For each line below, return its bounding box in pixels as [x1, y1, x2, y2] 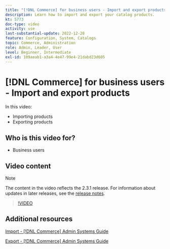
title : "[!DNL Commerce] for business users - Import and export [5, 7, 146, 13]
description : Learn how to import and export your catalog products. [5, 12, 155, 17]
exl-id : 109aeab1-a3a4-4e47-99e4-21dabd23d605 [5, 54, 105, 60]
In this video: [5, 104, 32, 110]
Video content [5, 161, 52, 170]
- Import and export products [5, 87, 130, 99]
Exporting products [12, 119, 53, 125]
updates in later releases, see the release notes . [5, 190, 105, 196]
